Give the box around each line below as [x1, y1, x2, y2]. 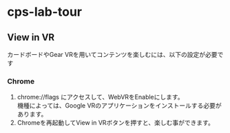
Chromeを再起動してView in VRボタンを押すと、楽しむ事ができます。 [17, 119, 215, 127]
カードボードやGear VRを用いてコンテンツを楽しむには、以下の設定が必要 [7, 51, 218, 58]
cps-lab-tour [7, 4, 83, 20]
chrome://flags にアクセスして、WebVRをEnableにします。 [17, 93, 184, 101]
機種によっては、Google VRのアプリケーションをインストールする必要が [17, 101, 222, 110]
